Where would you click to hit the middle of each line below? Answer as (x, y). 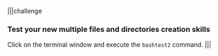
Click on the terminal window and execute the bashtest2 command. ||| (109, 45)
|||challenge (25, 11)
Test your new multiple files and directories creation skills (109, 29)
